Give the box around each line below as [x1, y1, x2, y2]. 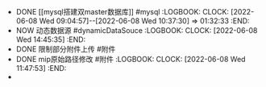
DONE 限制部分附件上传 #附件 [15, 44, 116, 54]
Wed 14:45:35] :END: [15, 35, 86, 44]
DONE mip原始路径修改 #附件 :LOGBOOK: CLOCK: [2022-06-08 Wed [15, 55, 246, 64]
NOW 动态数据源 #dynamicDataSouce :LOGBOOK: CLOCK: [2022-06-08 [15, 26, 258, 35]
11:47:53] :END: [15, 64, 67, 72]
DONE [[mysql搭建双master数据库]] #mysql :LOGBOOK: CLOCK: [15, 7, 230, 16]
